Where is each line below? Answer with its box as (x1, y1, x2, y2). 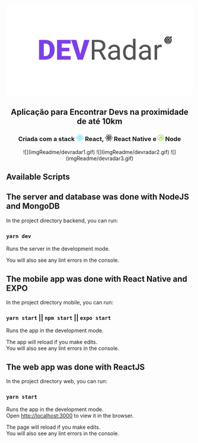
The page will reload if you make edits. (6, 423, 101, 431)
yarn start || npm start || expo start (6, 313, 111, 322)
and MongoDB (6, 201, 60, 211)
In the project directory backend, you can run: (6, 217, 119, 224)
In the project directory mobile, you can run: (6, 298, 114, 306)
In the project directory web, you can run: (6, 378, 108, 385)
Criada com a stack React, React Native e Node (18, 135, 181, 143)
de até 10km (76, 117, 123, 127)
